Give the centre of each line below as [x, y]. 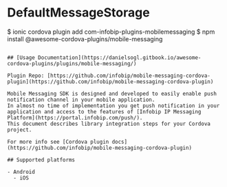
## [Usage [21, 57]
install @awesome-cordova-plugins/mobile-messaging [85, 38]
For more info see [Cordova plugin [58, 142]
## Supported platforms [41, 159]
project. [20, 130]
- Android [21, 172]
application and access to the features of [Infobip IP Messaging [104, 111]
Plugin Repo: [26, 76]
